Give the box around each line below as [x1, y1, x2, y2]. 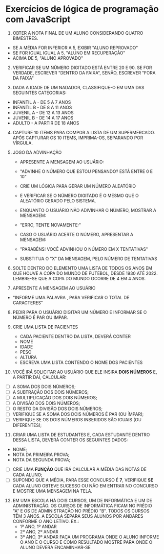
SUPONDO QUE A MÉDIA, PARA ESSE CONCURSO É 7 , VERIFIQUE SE [12, 477, 153, 483]
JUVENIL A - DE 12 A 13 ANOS [12, 109, 74, 116]
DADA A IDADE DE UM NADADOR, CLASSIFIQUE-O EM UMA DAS [12, 84, 144, 90]
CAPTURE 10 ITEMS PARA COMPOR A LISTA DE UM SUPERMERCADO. [12, 129, 155, 135]
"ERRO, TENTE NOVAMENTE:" [20, 222, 81, 228]
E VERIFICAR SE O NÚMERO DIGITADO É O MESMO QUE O [20, 193, 139, 198]
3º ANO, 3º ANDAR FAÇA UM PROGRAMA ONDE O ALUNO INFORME [20, 534, 159, 540]
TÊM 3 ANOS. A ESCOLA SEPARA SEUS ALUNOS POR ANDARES [12, 513, 143, 519]
